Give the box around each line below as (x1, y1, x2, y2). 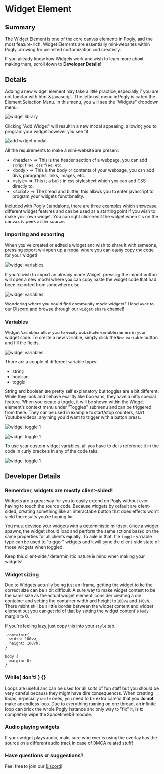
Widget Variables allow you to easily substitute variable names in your (5, 330, 146, 335)
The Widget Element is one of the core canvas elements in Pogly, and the (5, 36, 153, 42)
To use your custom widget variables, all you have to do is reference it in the (5, 443, 159, 449)
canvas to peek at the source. (5, 219, 65, 224)
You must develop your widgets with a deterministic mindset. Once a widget (5, 523, 159, 529)
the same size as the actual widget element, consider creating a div (5, 593, 141, 599)
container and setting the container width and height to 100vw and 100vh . (5, 598, 151, 604)
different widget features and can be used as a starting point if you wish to (5, 208, 156, 214)
